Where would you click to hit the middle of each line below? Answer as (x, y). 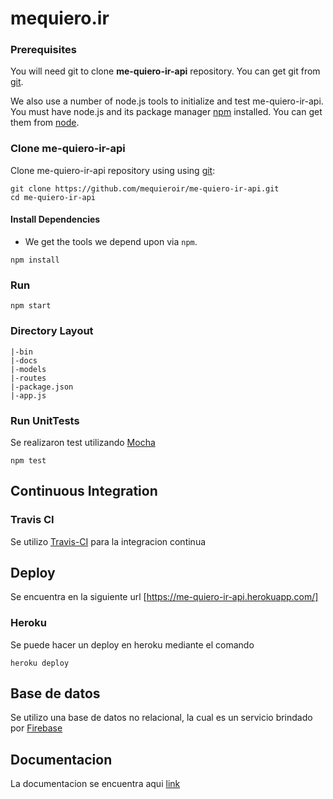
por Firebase (36, 728)
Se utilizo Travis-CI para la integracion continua (108, 541)
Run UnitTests (45, 420)
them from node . (45, 123)
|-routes (28, 378)
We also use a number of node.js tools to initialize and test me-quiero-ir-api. (167, 101)
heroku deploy (40, 663)
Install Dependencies (55, 219)
